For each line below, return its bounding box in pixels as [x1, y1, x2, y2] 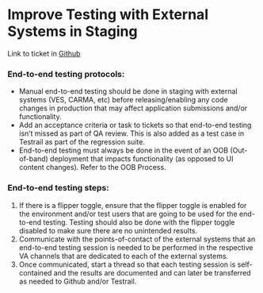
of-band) [18, 154, 48, 164]
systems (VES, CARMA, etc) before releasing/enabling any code [18, 95, 228, 105]
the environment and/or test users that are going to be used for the [18, 209, 238, 218]
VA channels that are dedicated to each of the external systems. [18, 251, 229, 260]
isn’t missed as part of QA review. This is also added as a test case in [18, 129, 245, 138]
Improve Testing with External [7, 6, 209, 24]
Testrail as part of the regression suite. [18, 137, 146, 147]
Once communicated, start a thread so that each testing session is [18, 260, 236, 269]
